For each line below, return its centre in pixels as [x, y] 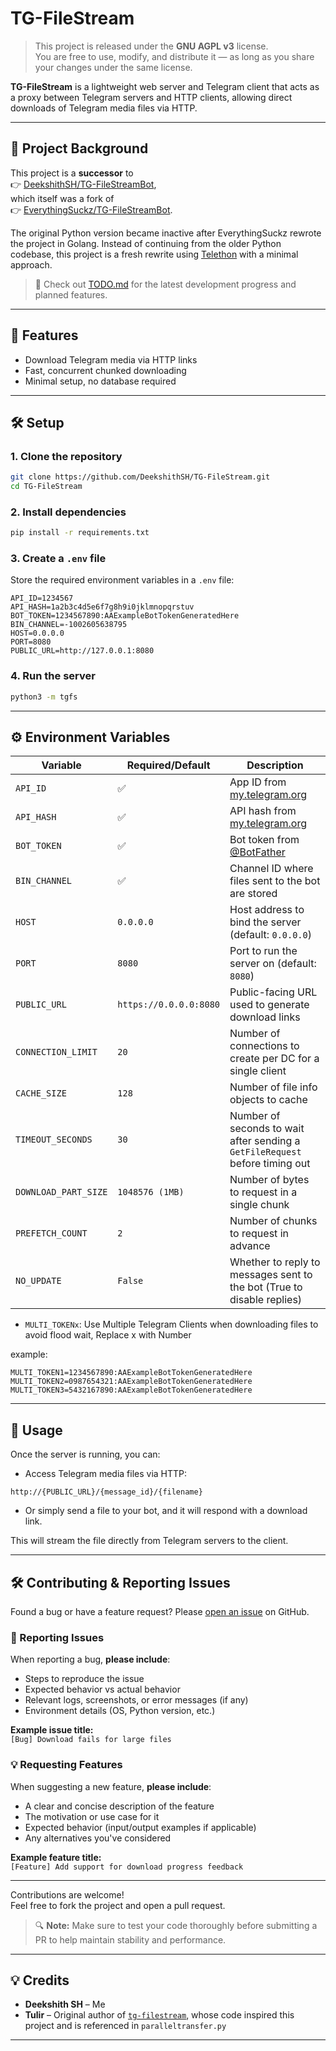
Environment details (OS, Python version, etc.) [120, 1711]
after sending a [265, 1141]
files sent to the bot [275, 881]
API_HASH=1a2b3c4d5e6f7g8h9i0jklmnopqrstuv [102, 607]
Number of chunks [273, 1221]
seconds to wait [267, 1129]
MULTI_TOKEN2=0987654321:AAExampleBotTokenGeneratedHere [131, 1382]
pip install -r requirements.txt [80, 533]
